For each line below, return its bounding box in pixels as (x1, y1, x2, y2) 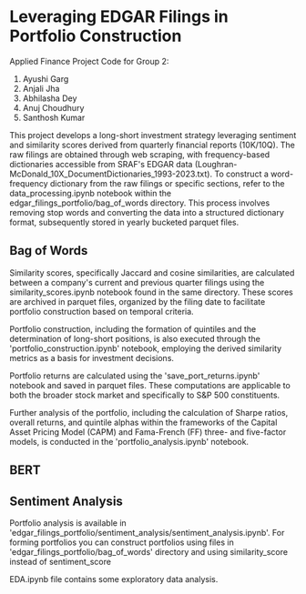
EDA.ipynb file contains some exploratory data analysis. (9, 573, 219, 584)
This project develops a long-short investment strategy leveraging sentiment (9, 129, 297, 140)
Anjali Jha (22, 83, 60, 94)
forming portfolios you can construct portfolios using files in (9, 537, 234, 548)
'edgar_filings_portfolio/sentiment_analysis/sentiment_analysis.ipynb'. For (9, 527, 285, 538)
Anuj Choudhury (22, 102, 85, 113)
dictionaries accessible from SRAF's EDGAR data (9, 158, 193, 169)
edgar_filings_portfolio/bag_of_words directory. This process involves (9, 197, 270, 208)
